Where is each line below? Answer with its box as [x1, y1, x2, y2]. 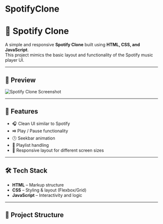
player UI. [5, 57, 24, 63]
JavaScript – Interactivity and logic [12, 192, 82, 198]
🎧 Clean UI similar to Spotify [12, 121, 70, 126]
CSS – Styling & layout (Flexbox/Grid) [12, 187, 87, 193]
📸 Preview [5, 76, 36, 84]
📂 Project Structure [5, 210, 64, 219]
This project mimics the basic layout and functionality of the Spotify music [5, 52, 153, 58]
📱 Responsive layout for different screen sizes [12, 147, 104, 153]
